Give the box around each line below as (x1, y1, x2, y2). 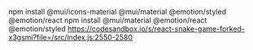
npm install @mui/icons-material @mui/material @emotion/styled (8, 7, 226, 16)
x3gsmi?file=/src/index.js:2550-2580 (8, 32, 133, 42)
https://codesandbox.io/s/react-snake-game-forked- (68, 24, 246, 33)
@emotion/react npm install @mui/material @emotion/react (8, 15, 207, 25)
